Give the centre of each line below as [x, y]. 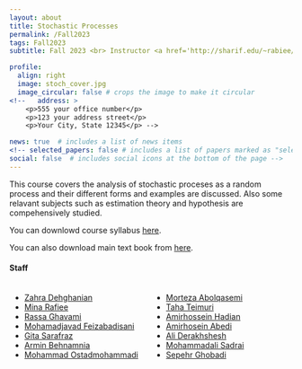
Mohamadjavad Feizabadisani [79, 326]
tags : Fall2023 [38, 43]
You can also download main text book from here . [101, 247]
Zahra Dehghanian [58, 297]
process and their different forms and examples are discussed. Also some [146, 193]
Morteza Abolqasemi [204, 297]
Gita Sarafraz [49, 335]
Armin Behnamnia [57, 345]
